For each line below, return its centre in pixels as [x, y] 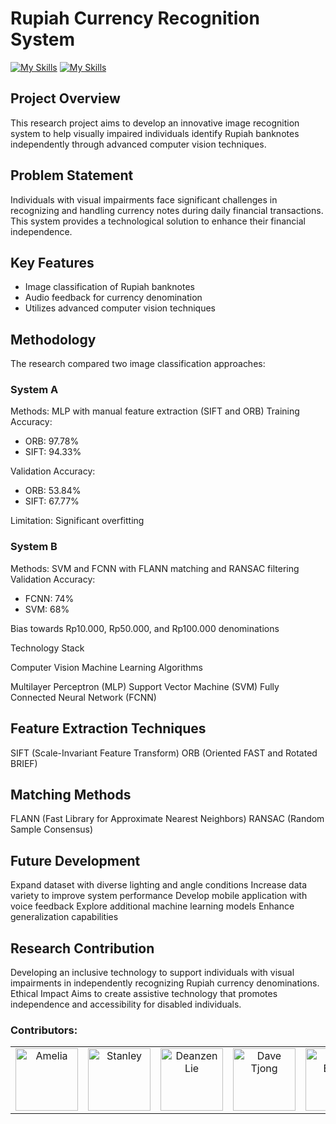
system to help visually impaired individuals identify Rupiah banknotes [155, 133]
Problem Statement [72, 175]
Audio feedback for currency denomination [113, 298]
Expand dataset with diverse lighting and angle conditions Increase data [159, 885]
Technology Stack [47, 648]
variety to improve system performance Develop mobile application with [159, 896]
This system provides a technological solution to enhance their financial [158, 221]
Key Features [52, 262]
